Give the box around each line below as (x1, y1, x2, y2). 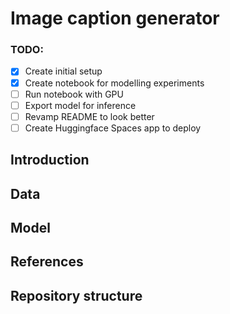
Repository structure (10, 287, 143, 304)
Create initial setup (24, 65, 103, 77)
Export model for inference (24, 99, 137, 111)
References (10, 253, 84, 271)
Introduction (10, 152, 90, 169)
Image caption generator (10, 7, 220, 30)
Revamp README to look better (24, 110, 155, 122)
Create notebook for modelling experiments (24, 77, 205, 89)
